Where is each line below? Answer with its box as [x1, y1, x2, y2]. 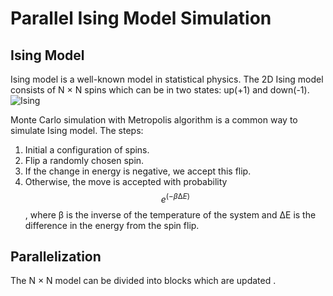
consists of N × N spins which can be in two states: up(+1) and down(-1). [10, 84, 310, 96]
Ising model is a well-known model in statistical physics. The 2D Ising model [10, 73, 324, 85]
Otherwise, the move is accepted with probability [24, 176, 228, 187]
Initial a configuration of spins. [24, 144, 150, 156]
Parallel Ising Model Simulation [10, 7, 272, 30]
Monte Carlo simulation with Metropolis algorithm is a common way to [10, 114, 298, 126]
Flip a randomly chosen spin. [24, 155, 145, 166]
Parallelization [10, 248, 102, 266]
